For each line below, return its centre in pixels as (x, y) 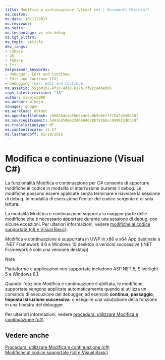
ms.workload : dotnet (27, 111)
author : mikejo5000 (25, 97)
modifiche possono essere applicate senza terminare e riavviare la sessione (82, 193)
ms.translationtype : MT (30, 125)
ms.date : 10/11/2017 (27, 19)
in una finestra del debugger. (35, 305)
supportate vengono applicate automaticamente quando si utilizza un (76, 289)
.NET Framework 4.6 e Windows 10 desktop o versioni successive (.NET (79, 244)
